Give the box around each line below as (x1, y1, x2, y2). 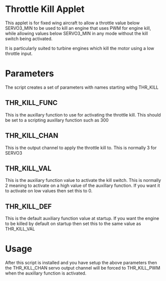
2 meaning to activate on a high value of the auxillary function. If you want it (5, 182, 160, 189)
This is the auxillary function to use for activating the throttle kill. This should (5, 112, 161, 117)
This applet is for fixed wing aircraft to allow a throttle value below (5, 20, 140, 26)
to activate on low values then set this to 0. (5, 188, 93, 194)
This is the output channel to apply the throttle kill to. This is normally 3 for (5, 145, 157, 151)
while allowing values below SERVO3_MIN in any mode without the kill (5, 30, 148, 36)
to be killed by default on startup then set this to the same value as (5, 221, 141, 226)
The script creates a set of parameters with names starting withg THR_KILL (5, 84, 159, 90)
